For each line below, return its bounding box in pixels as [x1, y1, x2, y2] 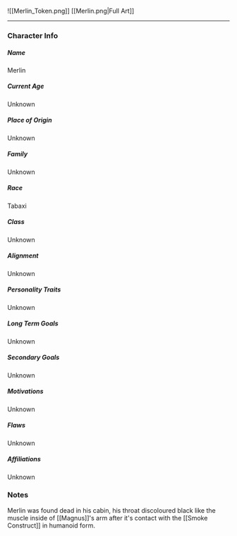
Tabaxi [7, 201, 27, 210]
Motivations [7, 387, 44, 396]
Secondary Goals [7, 353, 60, 362]
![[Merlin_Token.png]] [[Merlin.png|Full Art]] [7, 7, 135, 15]
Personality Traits [7, 285, 61, 294]
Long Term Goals [7, 319, 59, 328]
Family [7, 150, 28, 158]
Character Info [7, 30, 59, 40]
